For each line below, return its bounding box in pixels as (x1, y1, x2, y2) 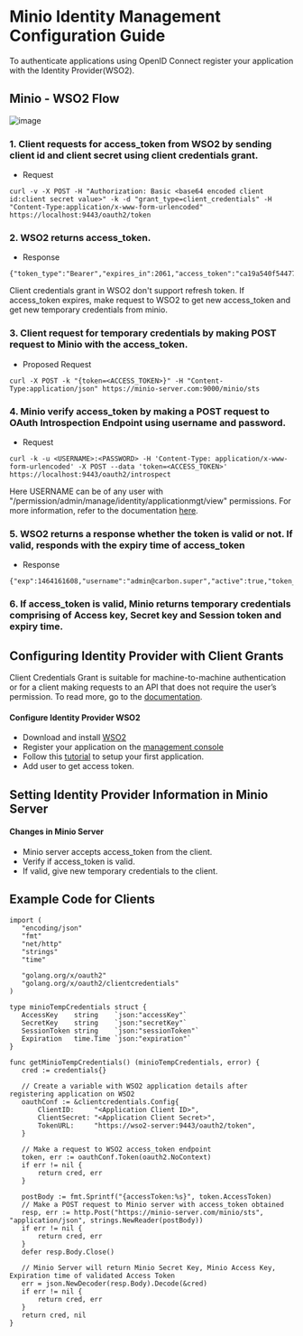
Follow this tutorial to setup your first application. (22, 751, 205, 762)
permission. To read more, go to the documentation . (9, 691, 203, 701)
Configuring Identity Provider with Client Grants (9, 648, 284, 663)
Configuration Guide (9, 25, 166, 46)
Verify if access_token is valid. (22, 856, 135, 867)
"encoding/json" (21, 923, 83, 932)
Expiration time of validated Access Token (9, 1271, 176, 1280)
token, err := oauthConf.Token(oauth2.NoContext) (21, 1153, 212, 1162)
